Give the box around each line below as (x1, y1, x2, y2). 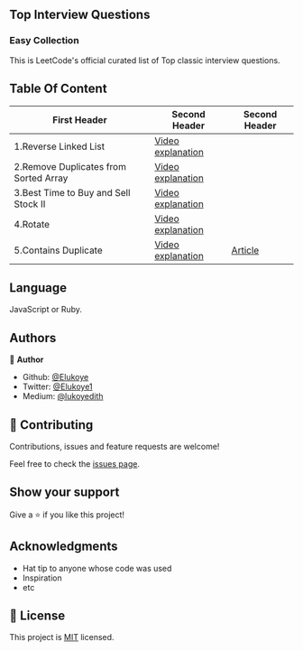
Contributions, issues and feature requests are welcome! (9, 441, 220, 451)
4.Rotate (14, 218, 50, 230)
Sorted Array (14, 172, 69, 184)
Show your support (9, 485, 120, 500)
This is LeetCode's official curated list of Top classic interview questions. (9, 54, 281, 66)
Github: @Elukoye (22, 372, 89, 383)
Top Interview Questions (9, 7, 151, 23)
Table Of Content (9, 81, 107, 97)
